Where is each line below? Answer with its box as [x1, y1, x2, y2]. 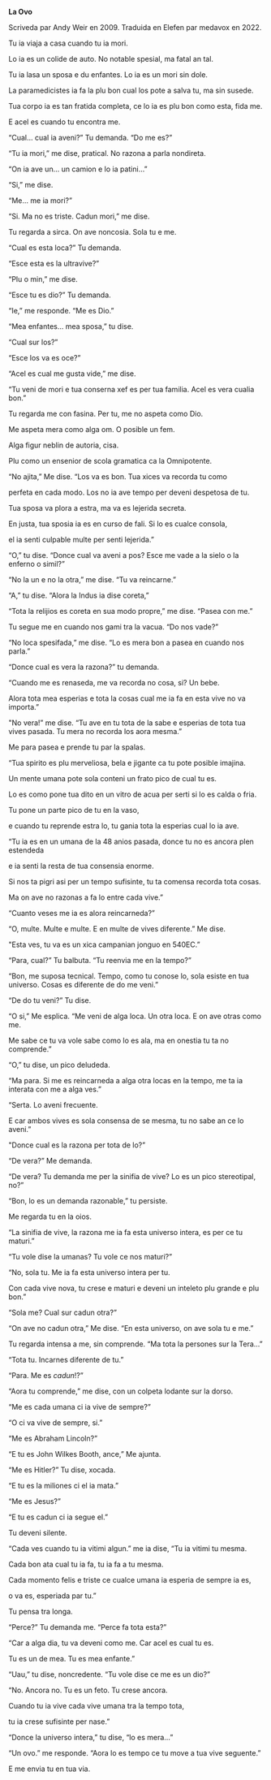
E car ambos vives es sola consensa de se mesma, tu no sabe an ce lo [8, 1116, 244, 1125]
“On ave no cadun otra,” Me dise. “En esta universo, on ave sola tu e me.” [8, 1324, 254, 1333]
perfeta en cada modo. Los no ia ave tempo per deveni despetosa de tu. [8, 487, 250, 497]
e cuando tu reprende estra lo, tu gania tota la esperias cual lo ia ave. [8, 821, 239, 831]
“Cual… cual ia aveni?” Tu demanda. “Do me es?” [8, 133, 173, 142]
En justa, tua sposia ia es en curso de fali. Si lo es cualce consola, [8, 519, 228, 529]
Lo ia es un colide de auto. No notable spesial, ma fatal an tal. [8, 54, 213, 63]
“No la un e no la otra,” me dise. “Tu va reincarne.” [8, 575, 177, 584]
